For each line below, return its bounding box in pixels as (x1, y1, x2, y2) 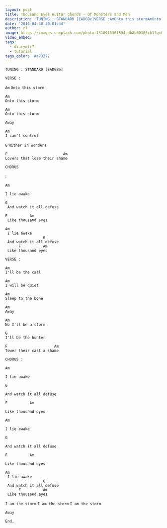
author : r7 (5, 26, 28, 31)
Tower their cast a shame (5, 349, 59, 353)
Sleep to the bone (5, 296, 43, 301)
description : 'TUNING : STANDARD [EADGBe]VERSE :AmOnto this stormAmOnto (5, 16, 162, 21)
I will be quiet (5, 283, 39, 288)
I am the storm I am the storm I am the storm (5, 502, 101, 507)
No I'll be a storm (5, 322, 46, 327)
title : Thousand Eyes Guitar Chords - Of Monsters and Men (5, 12, 130, 17)
